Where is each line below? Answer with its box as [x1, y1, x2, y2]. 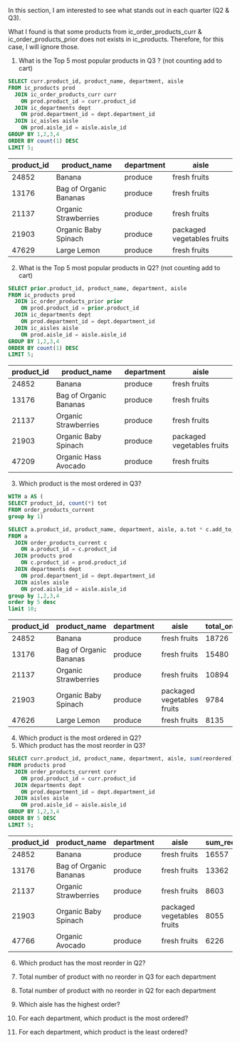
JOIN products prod [14, 553, 73, 560]
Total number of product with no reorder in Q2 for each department [18, 986, 216, 995]
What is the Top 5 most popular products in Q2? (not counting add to [18, 263, 221, 272]
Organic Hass [56, 452, 102, 462]
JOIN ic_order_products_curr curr [14, 91, 117, 98]
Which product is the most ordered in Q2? [18, 734, 142, 742]
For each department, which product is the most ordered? [18, 1014, 189, 1022]
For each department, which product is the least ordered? [18, 1027, 188, 1036]
